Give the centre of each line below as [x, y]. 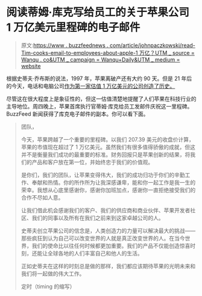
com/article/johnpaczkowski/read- [153, 45]
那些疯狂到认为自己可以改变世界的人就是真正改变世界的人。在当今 [103, 238]
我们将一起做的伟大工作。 [53, 273]
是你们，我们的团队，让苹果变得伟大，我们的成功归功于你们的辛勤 [103, 175]
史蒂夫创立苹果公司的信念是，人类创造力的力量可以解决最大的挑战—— [108, 230]
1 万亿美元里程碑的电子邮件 [73, 27]
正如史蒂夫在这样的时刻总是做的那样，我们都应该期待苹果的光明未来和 [108, 266]
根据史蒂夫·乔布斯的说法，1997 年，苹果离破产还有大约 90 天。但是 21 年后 [99, 78]
